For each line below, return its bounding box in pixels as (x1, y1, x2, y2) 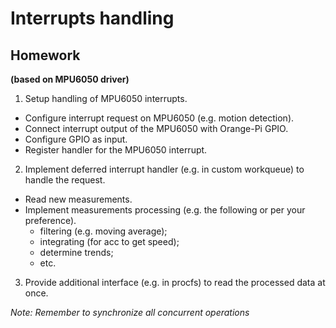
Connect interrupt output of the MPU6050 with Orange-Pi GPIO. (24, 123, 289, 134)
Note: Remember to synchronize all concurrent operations (10, 307, 250, 318)
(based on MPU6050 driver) (10, 73, 130, 85)
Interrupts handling (10, 7, 175, 30)
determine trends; (39, 247, 114, 258)
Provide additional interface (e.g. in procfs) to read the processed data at (24, 277, 326, 288)
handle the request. (24, 174, 106, 186)
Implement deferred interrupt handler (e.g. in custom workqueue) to (24, 163, 305, 175)
